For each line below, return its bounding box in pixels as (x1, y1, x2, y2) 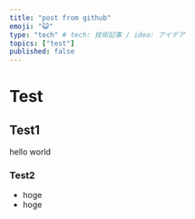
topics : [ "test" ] (9, 38, 75, 48)
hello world (9, 146, 52, 157)
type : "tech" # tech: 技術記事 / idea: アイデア (9, 30, 186, 39)
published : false (9, 47, 75, 56)
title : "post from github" (9, 13, 112, 23)
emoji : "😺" (9, 22, 54, 31)
